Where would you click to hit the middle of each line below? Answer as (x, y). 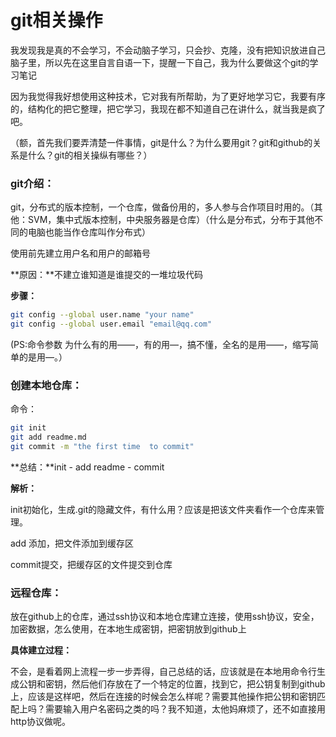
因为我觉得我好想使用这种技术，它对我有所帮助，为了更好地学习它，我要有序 (168, 96)
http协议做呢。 (41, 722)
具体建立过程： (41, 650)
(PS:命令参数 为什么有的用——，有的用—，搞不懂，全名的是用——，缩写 (160, 344)
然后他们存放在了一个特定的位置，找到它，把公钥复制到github (198, 684)
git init (28, 428)
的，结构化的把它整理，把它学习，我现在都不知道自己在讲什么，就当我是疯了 (168, 108)
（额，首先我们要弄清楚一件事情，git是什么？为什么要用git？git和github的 (161, 142)
